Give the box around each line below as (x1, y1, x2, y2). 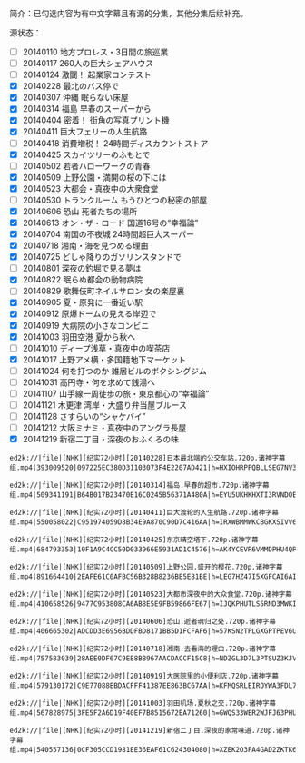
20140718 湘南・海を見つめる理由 (22, 240, 149, 252)
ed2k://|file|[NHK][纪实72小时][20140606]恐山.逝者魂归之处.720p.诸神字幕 (9, 617, 277, 627)
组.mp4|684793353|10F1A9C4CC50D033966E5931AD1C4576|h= (9, 545, 220, 554)
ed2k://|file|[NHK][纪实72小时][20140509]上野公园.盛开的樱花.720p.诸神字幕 (9, 562, 283, 572)
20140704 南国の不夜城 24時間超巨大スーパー (22, 229, 195, 239)
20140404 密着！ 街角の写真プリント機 (22, 114, 170, 125)
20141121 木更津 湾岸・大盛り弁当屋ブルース (22, 399, 188, 411)
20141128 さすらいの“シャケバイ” (22, 411, 146, 421)
